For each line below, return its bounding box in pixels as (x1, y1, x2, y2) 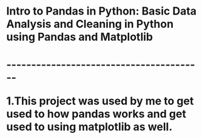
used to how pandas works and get (6, 107, 186, 121)
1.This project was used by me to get (6, 94, 194, 108)
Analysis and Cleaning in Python (6, 17, 174, 31)
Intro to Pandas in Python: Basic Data (6, 4, 197, 18)
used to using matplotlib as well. (6, 120, 173, 134)
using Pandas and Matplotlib (6, 30, 153, 44)
